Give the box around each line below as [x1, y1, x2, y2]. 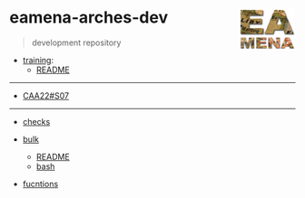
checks [22, 116, 51, 127]
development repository [31, 37, 122, 48]
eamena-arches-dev [9, 7, 169, 28]
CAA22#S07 [22, 90, 70, 101]
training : [22, 54, 54, 65]
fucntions [22, 178, 59, 189]
